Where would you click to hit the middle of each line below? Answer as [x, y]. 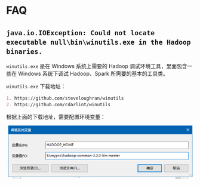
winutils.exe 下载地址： [36, 86]
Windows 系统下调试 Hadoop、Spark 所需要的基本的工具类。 [93, 73]
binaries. [24, 51]
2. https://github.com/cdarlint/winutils [59, 104]
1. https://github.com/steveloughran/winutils [65, 98]
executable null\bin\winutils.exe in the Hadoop [99, 42]
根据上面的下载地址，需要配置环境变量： [56, 116]
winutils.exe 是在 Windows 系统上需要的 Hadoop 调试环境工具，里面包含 [97, 66]
